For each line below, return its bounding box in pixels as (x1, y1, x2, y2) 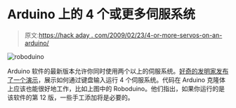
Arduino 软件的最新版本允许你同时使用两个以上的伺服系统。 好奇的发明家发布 (7, 67, 229, 75)
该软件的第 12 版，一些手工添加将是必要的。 (7, 93, 135, 102)
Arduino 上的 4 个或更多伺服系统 (7, 6, 195, 22)
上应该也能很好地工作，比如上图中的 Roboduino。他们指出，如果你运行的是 (7, 84, 225, 93)
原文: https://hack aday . (24, 31, 93, 39)
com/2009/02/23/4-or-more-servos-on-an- (94, 31, 223, 39)
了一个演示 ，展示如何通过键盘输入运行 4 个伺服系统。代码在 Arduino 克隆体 (7, 75, 226, 84)
